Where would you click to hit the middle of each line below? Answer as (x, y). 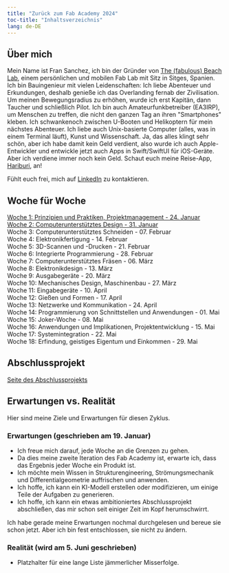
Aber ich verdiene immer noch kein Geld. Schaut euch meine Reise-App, (109, 158)
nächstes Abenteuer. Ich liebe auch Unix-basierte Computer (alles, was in (111, 129)
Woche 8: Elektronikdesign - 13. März (60, 268)
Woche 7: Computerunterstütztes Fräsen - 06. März (80, 261)
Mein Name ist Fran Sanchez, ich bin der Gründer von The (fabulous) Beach (115, 71)
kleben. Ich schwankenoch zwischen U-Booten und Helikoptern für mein (110, 122)
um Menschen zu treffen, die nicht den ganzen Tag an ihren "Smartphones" (115, 115)
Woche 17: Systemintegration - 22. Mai (62, 334)
